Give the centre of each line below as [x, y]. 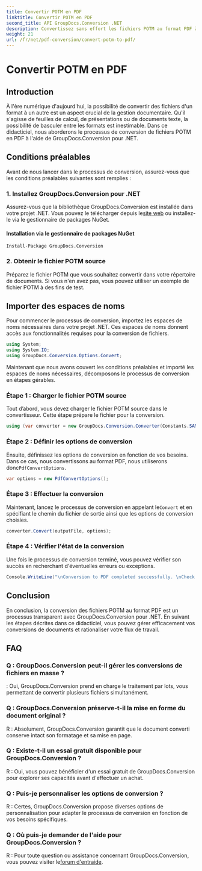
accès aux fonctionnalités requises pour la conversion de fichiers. [88, 333]
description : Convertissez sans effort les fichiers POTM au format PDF [99, 29]
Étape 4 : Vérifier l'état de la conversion [65, 546]
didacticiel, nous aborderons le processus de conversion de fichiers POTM [99, 132]
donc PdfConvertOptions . [36, 467]
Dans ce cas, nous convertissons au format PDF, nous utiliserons [87, 461]
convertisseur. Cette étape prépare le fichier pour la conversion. [86, 415]
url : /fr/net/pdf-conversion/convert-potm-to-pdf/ [71, 40]
